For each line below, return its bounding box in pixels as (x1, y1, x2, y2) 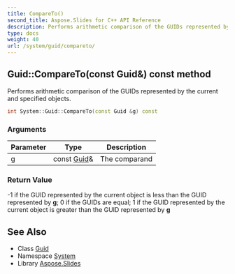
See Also (7, 226, 47, 238)
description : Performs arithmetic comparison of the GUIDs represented (7, 23, 220, 30)
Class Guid (17, 245, 49, 253)
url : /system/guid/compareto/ (7, 43, 96, 50)
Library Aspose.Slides (17, 259, 81, 268)
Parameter (10, 142, 47, 152)
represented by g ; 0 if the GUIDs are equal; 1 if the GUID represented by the (7, 198, 225, 206)
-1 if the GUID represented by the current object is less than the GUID (7, 191, 207, 199)
